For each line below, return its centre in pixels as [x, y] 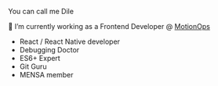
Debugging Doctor [49, 50]
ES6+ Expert [40, 58]
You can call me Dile [41, 11]
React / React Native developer [69, 41]
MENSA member [46, 75]
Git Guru [33, 66]
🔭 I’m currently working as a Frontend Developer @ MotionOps [109, 26]
